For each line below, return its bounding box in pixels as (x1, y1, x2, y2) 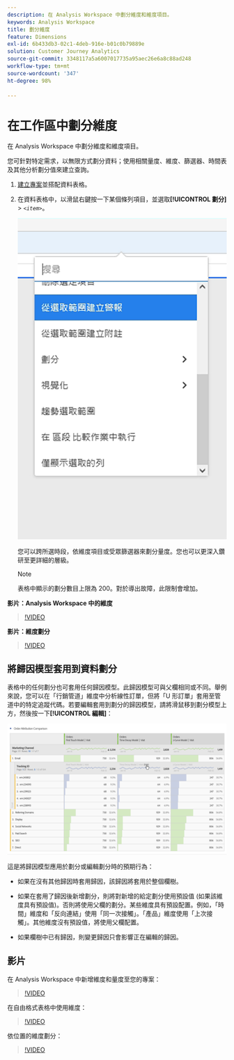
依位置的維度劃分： (7, 1031, 63, 1040)
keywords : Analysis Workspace (7, 18, 95, 26)
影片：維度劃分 (7, 628, 50, 636)
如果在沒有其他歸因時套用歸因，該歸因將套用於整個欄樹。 (17, 878, 182, 886)
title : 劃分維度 (7, 26, 50, 33)
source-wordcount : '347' (7, 70, 79, 77)
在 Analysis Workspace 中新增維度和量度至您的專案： (7, 975, 161, 983)
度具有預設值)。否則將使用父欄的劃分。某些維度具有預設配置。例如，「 (17, 901, 218, 909)
